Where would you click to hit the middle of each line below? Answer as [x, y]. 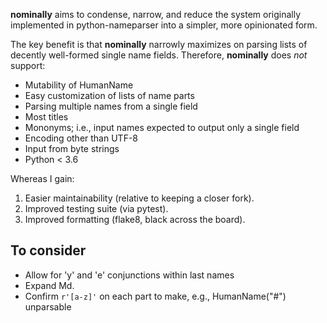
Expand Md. [49, 285]
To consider [48, 250]
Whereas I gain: [42, 178]
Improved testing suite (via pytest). [96, 208]
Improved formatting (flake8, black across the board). [135, 219]
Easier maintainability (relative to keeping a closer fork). [139, 198]
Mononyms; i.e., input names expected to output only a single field [162, 127]
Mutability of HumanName [79, 85]
